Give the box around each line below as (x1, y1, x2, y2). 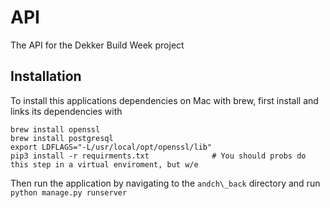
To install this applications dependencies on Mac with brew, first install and (10, 94, 319, 106)
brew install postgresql (10, 133, 114, 143)
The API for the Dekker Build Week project (10, 39, 185, 51)
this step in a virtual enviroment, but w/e (10, 159, 199, 170)
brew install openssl (10, 124, 101, 135)
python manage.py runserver (10, 187, 128, 198)
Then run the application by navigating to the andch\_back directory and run (10, 177, 321, 189)
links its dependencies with (10, 105, 123, 117)
